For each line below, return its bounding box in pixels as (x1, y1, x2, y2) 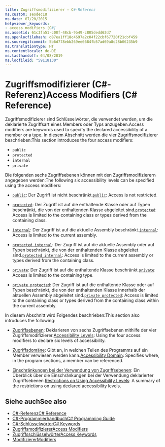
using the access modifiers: (5, 183, 62, 188)
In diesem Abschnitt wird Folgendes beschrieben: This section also (5, 312, 140, 318)
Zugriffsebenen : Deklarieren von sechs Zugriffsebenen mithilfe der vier (12, 327, 157, 333)
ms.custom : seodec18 (5, 12, 48, 17)
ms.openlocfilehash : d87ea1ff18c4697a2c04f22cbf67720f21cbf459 (5, 35, 138, 40)
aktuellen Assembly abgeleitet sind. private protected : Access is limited (12, 292, 159, 298)
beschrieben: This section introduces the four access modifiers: (5, 137, 134, 143)
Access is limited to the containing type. (12, 272, 94, 278)
